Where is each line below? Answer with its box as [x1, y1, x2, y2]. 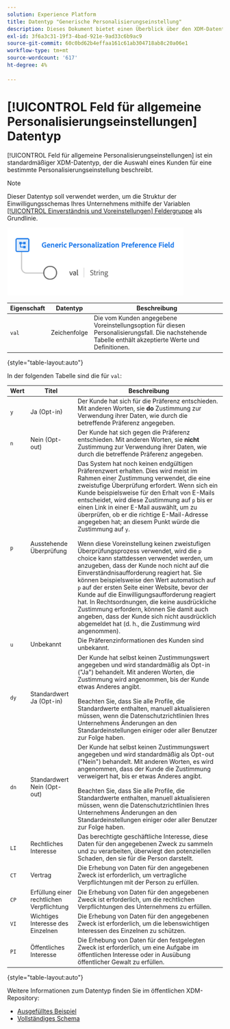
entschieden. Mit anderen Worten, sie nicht [77, 435, 200, 443]
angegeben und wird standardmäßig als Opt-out [77, 750, 214, 758]
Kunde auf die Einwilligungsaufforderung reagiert [77, 591, 216, 599]
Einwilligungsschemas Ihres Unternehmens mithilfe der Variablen [7, 199, 190, 208]
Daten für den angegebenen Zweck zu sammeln [77, 840, 214, 848]
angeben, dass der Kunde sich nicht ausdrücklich [77, 612, 217, 621]
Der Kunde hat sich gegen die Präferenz [77, 428, 190, 436]
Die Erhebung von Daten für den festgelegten [77, 936, 205, 945]
